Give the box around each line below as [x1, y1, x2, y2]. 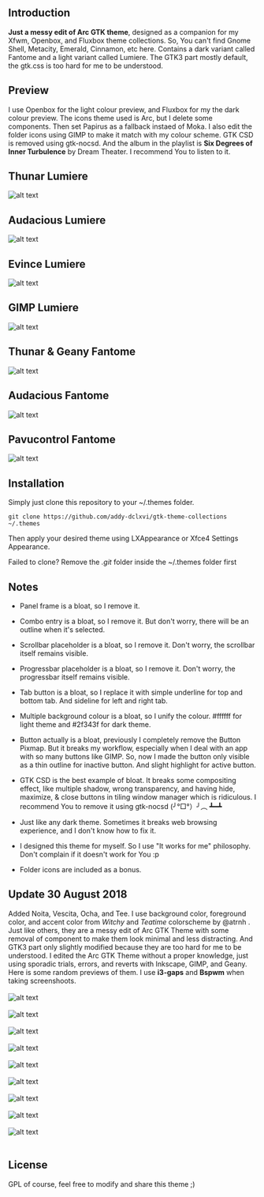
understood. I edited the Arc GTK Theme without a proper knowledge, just [8, 950, 249, 960]
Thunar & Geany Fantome [8, 345, 136, 359]
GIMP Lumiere [8, 301, 79, 314]
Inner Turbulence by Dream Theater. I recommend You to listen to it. [8, 146, 231, 156]
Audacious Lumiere [8, 213, 106, 227]
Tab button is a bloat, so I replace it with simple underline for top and [19, 687, 243, 697]
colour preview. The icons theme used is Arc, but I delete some [8, 113, 213, 122]
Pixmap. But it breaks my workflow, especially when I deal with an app [19, 743, 248, 753]
